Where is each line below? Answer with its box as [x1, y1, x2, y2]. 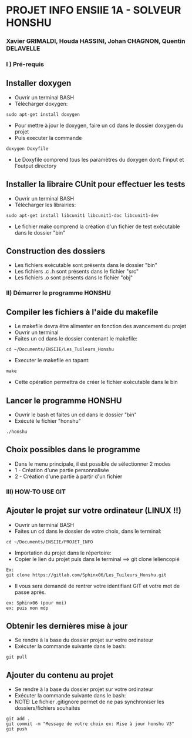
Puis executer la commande [14, 134, 82, 141]
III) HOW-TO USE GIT [6, 487, 66, 496]
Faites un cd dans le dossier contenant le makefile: [14, 335, 138, 342]
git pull [6, 654, 28, 660]
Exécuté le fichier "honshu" [14, 418, 81, 425]
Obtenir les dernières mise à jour [6, 621, 128, 631]
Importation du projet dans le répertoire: [14, 549, 112, 556]
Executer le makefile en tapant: [14, 357, 90, 364]
